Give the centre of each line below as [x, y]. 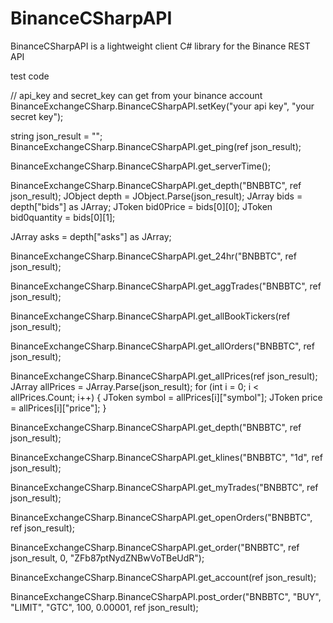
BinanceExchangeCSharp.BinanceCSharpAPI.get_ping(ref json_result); [156, 146]
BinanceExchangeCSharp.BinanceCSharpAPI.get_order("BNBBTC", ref [155, 547]
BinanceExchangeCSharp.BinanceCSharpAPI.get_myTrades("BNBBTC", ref [164, 487]
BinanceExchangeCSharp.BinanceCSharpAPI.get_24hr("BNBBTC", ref [153, 256]
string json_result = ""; [56, 136]
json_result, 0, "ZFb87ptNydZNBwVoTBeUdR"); [107, 558]
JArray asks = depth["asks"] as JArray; [91, 236]
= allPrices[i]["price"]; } [58, 408]
